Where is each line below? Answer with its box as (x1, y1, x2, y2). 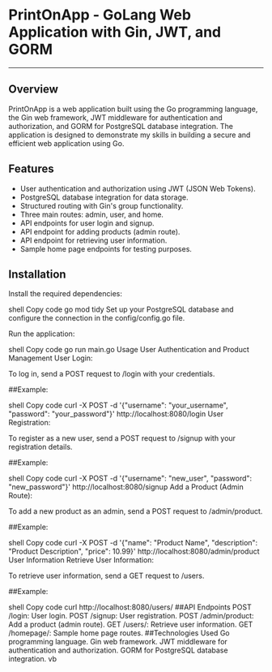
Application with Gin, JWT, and (8, 23, 222, 41)
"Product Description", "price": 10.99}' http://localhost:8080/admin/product (8, 546, 261, 557)
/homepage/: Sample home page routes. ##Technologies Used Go (8, 628, 230, 638)
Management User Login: (8, 353, 93, 363)
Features (8, 162, 54, 176)
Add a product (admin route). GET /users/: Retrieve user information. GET (8, 619, 253, 630)
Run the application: (8, 329, 75, 338)
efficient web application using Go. (8, 138, 125, 148)
